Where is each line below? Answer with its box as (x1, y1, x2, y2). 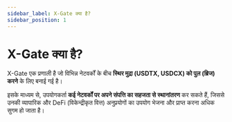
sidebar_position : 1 (7, 17, 67, 23)
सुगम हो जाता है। (7, 106, 45, 114)
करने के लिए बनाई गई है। (7, 77, 63, 85)
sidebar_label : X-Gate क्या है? (7, 10, 91, 17)
